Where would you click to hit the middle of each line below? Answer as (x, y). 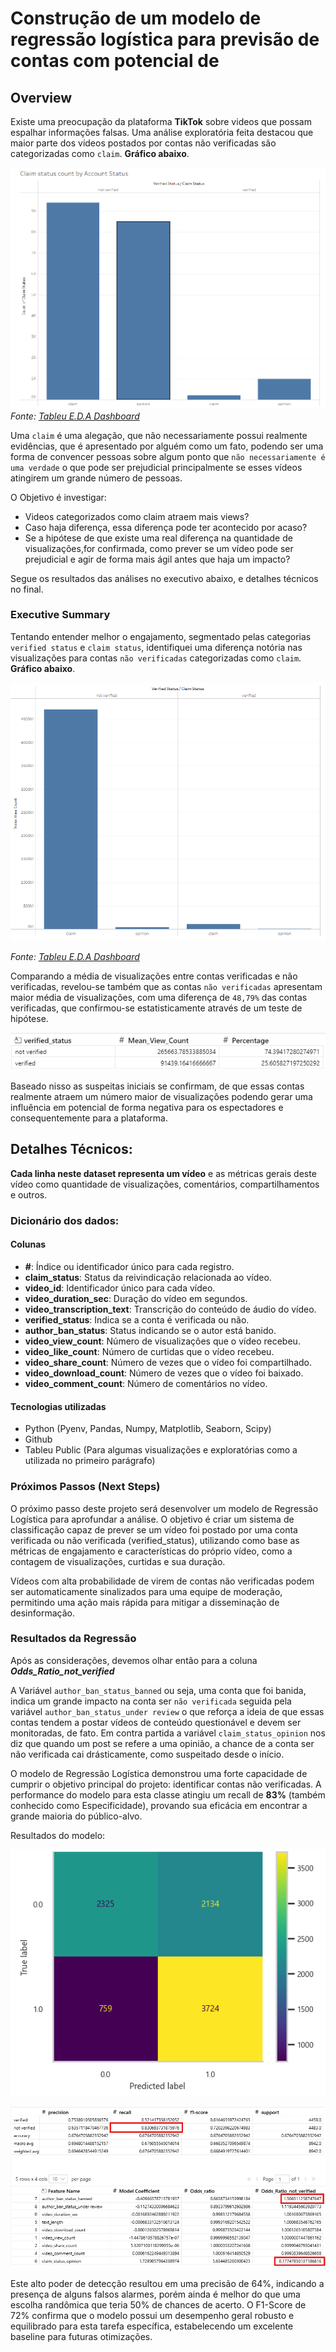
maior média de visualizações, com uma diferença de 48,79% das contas (159, 998)
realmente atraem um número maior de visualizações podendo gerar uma (161, 1097)
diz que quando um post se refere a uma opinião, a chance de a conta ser (162, 1743)
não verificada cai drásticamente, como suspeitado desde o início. (147, 1754)
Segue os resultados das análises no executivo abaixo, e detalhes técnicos (164, 578)
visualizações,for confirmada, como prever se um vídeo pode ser (159, 548)
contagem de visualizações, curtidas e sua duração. (118, 1561)
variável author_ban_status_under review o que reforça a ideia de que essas (167, 1711)
